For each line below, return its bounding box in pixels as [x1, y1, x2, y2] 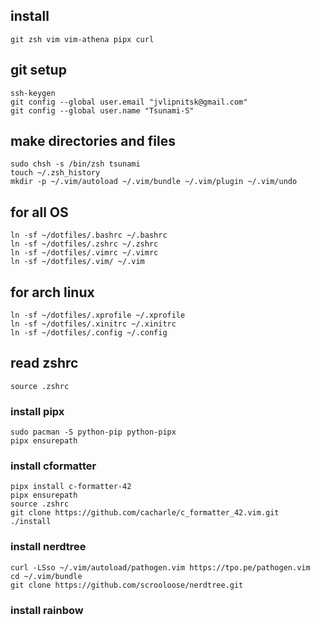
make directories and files [10, 133, 176, 150]
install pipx [10, 404, 65, 418]
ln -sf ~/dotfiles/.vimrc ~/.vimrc [10, 248, 159, 258]
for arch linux [10, 284, 95, 301]
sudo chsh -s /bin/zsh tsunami [10, 159, 141, 169]
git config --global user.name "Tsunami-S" [10, 105, 195, 116]
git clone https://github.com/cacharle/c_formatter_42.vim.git [10, 508, 280, 518]
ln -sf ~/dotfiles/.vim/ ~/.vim [10, 257, 145, 267]
